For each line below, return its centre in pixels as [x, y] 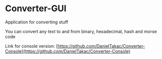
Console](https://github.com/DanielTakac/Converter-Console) [68, 51]
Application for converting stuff [37, 22]
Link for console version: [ [31, 46]
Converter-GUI [36, 9]
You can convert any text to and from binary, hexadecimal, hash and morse [81, 31]
